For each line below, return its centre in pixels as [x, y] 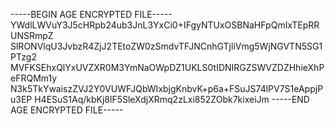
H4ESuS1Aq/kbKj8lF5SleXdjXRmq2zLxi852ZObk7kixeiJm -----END [172, 99]
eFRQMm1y [34, 78]
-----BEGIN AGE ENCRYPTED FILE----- [91, 14]
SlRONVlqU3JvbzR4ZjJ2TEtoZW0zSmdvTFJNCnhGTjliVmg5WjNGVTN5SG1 [166, 46]
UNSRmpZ [32, 35]
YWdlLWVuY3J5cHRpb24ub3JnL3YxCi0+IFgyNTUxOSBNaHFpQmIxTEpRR [165, 25]
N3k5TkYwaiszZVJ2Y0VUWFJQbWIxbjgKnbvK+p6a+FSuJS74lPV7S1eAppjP [167, 88]
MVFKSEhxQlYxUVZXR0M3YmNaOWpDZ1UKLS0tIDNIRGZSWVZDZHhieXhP [167, 67]
